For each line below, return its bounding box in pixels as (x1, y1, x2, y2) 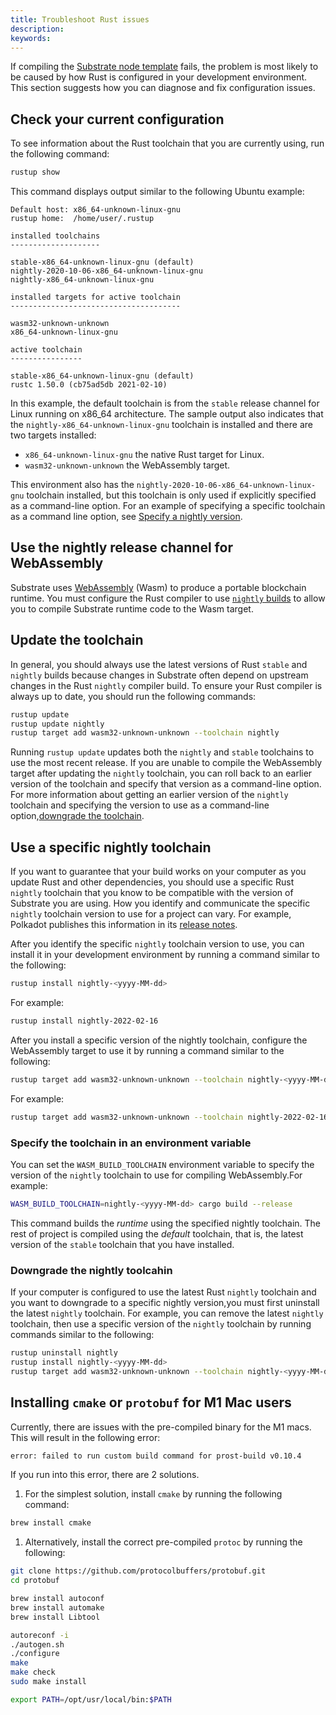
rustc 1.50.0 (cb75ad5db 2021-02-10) (10, 380, 168, 390)
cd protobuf (10, 1576, 60, 1586)
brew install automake (10, 1602, 105, 1613)
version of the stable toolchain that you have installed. (10, 1238, 235, 1250)
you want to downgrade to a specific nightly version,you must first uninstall (10, 1297, 320, 1309)
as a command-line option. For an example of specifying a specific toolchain (10, 500, 326, 512)
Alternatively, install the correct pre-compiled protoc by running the (24, 1536, 303, 1548)
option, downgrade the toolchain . (10, 810, 145, 822)
